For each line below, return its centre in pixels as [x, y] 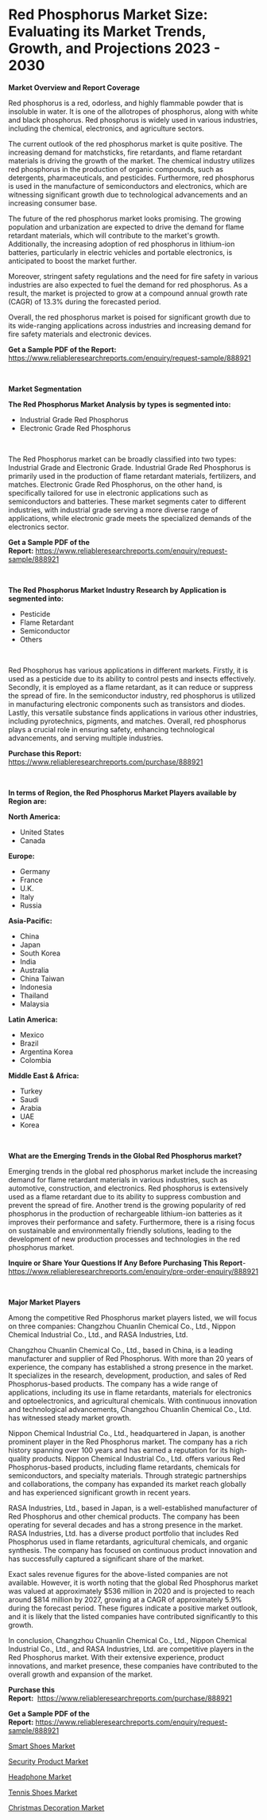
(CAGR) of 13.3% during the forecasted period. [85, 301]
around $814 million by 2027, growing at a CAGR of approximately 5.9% [125, 1599]
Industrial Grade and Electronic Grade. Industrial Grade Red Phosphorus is [130, 467]
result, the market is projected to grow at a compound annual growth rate [128, 293]
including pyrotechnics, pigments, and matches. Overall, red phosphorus [127, 721]
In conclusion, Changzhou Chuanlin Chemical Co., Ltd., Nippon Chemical [128, 1640]
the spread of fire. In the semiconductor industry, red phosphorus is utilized [132, 696]
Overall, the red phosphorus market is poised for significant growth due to [130, 317]
